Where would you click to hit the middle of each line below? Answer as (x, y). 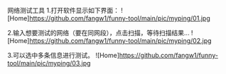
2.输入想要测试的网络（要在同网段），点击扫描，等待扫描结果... (98, 33)
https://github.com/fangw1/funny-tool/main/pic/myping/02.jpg (120, 41)
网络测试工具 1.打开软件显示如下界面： (63, 10)
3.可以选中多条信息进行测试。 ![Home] (63, 55)
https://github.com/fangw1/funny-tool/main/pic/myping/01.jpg (120, 18)
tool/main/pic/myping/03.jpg (49, 63)
